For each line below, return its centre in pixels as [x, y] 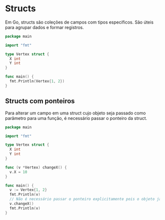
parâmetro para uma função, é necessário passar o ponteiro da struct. [76, 118]
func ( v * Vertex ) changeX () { [36, 167]
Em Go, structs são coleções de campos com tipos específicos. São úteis [79, 22]
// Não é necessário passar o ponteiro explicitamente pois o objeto [82, 199]
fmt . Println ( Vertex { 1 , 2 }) [37, 82]
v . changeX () [22, 204]
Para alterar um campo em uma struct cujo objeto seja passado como [75, 113]
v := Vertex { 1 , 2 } [28, 190]
